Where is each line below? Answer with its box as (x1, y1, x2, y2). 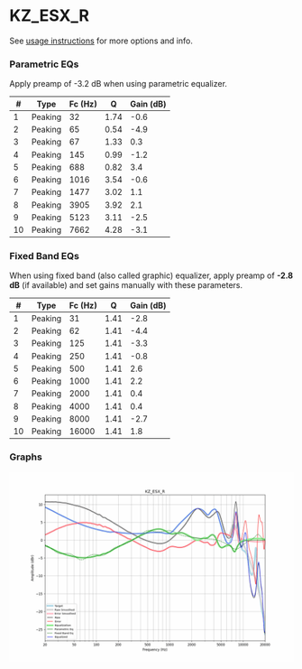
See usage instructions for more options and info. (9, 35, 194, 46)
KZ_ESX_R (9, 5, 90, 26)
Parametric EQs (9, 58, 79, 70)
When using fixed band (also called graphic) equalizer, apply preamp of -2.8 (9, 270, 294, 281)
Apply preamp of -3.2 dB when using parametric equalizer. (9, 79, 228, 89)
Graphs (9, 451, 42, 463)
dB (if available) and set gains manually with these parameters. (9, 280, 243, 291)
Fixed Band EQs (9, 249, 79, 262)
